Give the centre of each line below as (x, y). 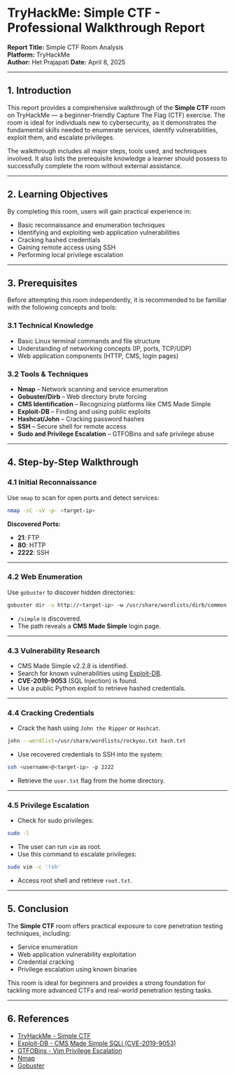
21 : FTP (28, 537)
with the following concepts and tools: (62, 308)
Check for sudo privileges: (56, 820)
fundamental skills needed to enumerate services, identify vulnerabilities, (113, 130)
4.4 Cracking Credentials (51, 712)
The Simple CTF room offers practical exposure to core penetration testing (115, 925)
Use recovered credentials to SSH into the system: (90, 754)
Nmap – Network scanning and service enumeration (93, 389)
